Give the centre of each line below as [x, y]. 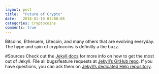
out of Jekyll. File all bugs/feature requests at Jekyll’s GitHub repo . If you [79, 61]
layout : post [18, 9]
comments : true [21, 28]
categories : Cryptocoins [31, 23]
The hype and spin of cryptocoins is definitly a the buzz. [62, 47]
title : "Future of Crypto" [34, 14]
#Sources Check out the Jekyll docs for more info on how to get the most [79, 56]
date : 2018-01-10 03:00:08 [35, 18]
